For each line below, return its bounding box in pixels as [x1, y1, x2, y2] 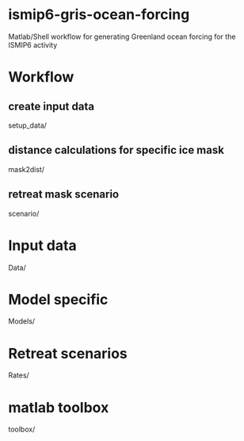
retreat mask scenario [8, 188, 120, 201]
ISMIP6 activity [8, 40, 58, 49]
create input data [8, 99, 95, 113]
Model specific [8, 290, 109, 309]
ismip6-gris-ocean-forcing [8, 6, 190, 24]
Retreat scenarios [8, 344, 128, 362]
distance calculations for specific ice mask [8, 144, 224, 157]
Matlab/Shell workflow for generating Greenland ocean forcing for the [8, 32, 236, 41]
